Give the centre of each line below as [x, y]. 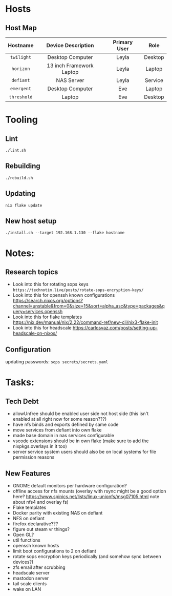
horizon [21, 69]
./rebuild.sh [19, 178]
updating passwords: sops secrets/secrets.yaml [57, 362]
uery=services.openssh [38, 312]
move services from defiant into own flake [57, 430]
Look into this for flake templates [47, 317]
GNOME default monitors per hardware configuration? [70, 486]
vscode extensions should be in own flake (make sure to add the [81, 441]
